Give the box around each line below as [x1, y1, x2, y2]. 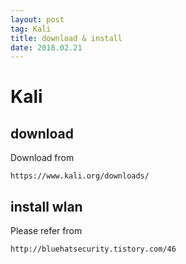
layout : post [10, 14, 65, 25]
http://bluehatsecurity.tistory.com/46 [10, 244, 177, 255]
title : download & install [10, 33, 123, 43]
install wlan [10, 198, 83, 215]
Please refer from [10, 225, 83, 237]
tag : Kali [10, 24, 52, 34]
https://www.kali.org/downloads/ [10, 171, 150, 181]
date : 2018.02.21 [10, 42, 83, 53]
